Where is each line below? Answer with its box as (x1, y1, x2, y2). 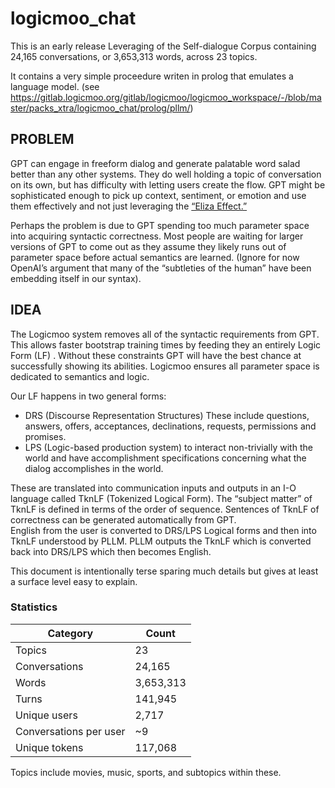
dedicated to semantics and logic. (10, 370, 150, 382)
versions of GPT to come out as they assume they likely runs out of (10, 240, 287, 252)
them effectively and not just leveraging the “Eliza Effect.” (10, 200, 248, 212)
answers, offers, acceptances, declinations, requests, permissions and (24, 420, 317, 432)
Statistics (10, 600, 58, 614)
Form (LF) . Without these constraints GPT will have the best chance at (10, 349, 302, 361)
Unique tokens (15, 740, 84, 754)
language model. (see (10, 80, 100, 92)
